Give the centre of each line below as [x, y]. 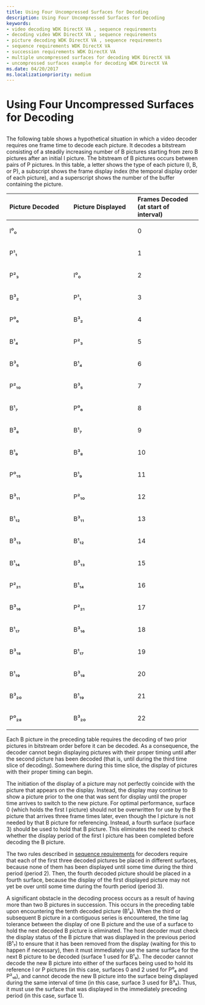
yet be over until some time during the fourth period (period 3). [85, 886]
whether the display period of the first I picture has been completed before [100, 835]
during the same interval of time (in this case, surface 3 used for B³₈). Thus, [102, 982]
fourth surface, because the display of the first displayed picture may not [98, 880]
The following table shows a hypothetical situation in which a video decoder [102, 139]
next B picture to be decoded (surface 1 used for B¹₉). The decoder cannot [100, 956]
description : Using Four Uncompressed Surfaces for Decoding [86, 18]
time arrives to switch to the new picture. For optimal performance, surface [101, 803]
